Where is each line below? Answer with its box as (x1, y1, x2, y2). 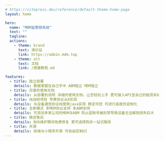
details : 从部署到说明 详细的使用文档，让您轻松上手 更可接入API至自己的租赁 (14, 92, 154, 97)
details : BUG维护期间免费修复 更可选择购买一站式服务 (14, 120, 111, 124)
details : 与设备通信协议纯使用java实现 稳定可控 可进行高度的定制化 (14, 102, 138, 106)
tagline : (9, 34, 27, 39)
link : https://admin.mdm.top (18, 52, 78, 57)
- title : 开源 (9, 124, 37, 129)
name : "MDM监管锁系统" (9, 25, 52, 30)
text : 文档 (18, 61, 39, 66)
